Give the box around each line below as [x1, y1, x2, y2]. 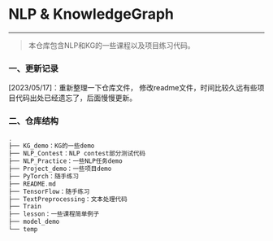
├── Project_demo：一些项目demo [8, 164, 112, 173]
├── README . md [8, 180, 57, 188]
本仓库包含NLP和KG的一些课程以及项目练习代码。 [28, 40, 195, 50]
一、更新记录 [8, 63, 59, 74]
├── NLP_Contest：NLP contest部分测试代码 [8, 150, 146, 158]
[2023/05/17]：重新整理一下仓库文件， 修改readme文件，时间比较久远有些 [8, 83, 258, 93]
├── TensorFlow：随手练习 [8, 187, 90, 195]
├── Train [8, 203, 42, 211]
